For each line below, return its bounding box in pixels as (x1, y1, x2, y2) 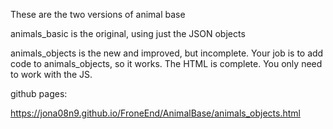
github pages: (10, 88, 68, 99)
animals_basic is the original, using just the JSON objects (10, 28, 246, 39)
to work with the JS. (10, 69, 93, 80)
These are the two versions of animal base (10, 9, 186, 20)
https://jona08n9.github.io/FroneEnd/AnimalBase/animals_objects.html (10, 107, 301, 119)
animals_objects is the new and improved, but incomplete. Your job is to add (10, 47, 324, 59)
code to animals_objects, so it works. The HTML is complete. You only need (10, 58, 323, 69)
